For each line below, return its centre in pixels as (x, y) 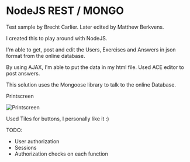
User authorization (37, 141)
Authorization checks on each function (61, 154)
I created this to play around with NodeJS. (57, 38)
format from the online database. (46, 56)
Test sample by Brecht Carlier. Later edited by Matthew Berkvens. (85, 27)
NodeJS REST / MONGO (65, 11)
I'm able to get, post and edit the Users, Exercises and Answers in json (91, 49)
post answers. (23, 73)
